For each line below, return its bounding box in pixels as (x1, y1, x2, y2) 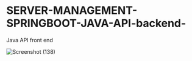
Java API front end (6, 36, 53, 43)
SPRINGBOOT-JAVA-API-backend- (6, 16, 187, 30)
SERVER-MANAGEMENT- (6, 4, 138, 18)
